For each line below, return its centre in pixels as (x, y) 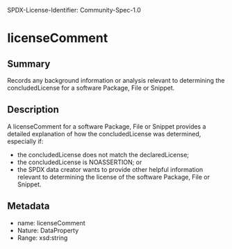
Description (33, 110)
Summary (29, 64)
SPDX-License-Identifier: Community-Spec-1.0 (74, 10)
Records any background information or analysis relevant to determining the (116, 80)
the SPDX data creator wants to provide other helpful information (110, 169)
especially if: (25, 141)
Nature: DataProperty (48, 230)
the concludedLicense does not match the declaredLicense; (103, 154)
